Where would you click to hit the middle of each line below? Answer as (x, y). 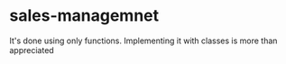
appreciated (32, 50)
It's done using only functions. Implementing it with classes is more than (143, 41)
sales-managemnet (84, 16)
